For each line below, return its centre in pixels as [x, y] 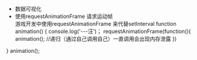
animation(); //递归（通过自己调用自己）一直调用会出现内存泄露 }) [96, 39]
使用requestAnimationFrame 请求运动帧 [64, 16]
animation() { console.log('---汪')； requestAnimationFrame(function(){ [103, 31]
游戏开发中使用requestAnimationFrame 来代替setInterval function [96, 24]
